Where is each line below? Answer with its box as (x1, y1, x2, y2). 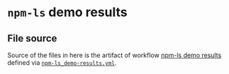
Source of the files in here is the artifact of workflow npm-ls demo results (7, 51, 222, 59)
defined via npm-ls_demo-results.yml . (7, 58, 117, 67)
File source (7, 32, 57, 44)
